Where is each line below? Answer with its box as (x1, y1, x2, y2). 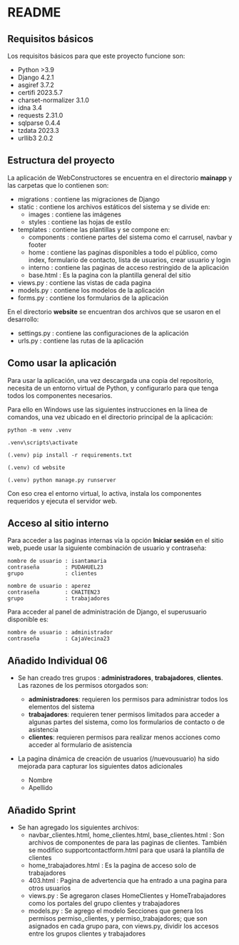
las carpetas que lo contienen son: (7, 181, 109, 189)
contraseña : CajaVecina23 (7, 635, 111, 643)
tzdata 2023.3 (17, 126, 59, 134)
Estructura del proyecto (7, 154, 116, 166)
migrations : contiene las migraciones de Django (17, 194, 161, 204)
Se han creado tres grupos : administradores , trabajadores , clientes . (17, 674, 223, 682)
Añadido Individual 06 (7, 654, 108, 666)
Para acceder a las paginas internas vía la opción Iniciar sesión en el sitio (7, 536, 224, 545)
